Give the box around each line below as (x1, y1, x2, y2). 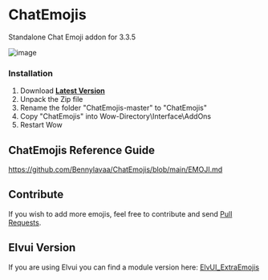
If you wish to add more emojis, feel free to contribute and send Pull (8, 209, 233, 218)
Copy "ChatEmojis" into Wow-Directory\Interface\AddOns (19, 112, 212, 121)
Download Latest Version (19, 86, 106, 95)
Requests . (8, 217, 42, 227)
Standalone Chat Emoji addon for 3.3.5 (8, 32, 136, 42)
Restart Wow (19, 120, 63, 130)
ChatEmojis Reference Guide (8, 143, 155, 157)
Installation (8, 67, 54, 79)
